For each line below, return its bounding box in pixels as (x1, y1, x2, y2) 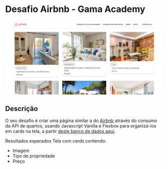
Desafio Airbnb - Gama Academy (5, 3, 145, 15)
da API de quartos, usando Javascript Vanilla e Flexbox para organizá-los (5, 122, 156, 128)
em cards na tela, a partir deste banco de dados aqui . (5, 128, 116, 134)
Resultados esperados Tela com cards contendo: (5, 137, 107, 143)
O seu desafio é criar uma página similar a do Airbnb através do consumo (5, 117, 157, 123)
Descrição (5, 104, 38, 113)
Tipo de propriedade (12, 152, 55, 158)
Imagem (12, 147, 30, 153)
